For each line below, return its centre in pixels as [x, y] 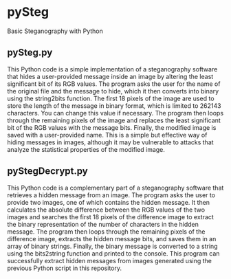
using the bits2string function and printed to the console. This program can [113, 253]
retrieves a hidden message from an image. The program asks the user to [111, 195]
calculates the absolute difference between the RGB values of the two [106, 210]
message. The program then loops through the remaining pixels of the [106, 232]
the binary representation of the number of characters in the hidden [103, 224]
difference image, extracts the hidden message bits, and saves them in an [112, 238]
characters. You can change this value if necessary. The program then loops [115, 113]
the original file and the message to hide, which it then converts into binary [113, 91]
